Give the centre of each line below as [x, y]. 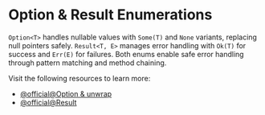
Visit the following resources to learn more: [79, 78]
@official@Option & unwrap [66, 93]
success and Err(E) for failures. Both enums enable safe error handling [126, 54]
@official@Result [48, 102]
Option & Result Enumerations [110, 15]
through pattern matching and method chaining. [88, 63]
